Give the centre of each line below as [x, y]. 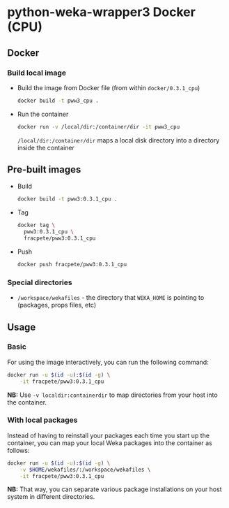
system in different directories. [51, 497]
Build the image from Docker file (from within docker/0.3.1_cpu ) [109, 87]
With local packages [42, 420]
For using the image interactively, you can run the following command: [108, 362]
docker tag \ [36, 225]
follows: [18, 450]
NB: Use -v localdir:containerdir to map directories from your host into [112, 395]
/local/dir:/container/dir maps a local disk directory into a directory [118, 140]
